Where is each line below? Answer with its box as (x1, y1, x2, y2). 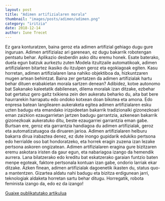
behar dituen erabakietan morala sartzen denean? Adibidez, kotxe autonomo (5, 81, 161, 87)
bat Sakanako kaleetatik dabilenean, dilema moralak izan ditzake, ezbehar (5, 86, 155, 92)
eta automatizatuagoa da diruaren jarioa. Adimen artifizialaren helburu (5, 128, 147, 134)
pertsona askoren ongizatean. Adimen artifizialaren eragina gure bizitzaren (5, 144, 157, 150)
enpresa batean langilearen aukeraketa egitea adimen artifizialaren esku (5, 102, 152, 107)
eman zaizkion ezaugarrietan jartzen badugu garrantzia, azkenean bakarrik (5, 112, 158, 118)
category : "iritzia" (5, 21, 48, 26)
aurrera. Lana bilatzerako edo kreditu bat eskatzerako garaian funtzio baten (5, 154, 159, 160)
